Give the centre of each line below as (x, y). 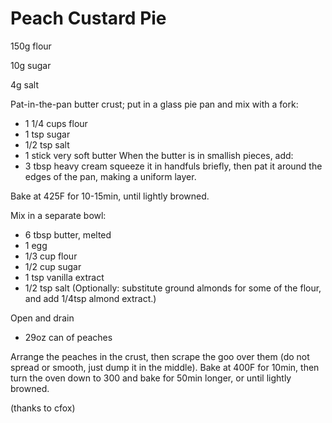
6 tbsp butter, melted (68, 234)
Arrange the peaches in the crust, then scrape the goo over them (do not (160, 356)
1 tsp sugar (47, 134)
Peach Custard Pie (88, 18)
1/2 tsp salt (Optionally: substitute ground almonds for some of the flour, (173, 288)
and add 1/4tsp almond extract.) (90, 298)
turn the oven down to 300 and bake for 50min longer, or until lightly (151, 378)
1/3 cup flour (51, 256)
